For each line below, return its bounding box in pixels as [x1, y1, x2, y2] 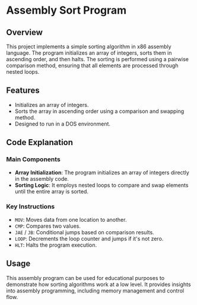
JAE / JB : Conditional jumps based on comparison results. [14, 228, 154, 235]
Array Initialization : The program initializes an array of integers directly [14, 169, 189, 176]
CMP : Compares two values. [14, 222, 81, 229]
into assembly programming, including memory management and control [6, 287, 185, 294]
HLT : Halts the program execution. [14, 241, 97, 249]
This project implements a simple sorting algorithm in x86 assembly [6, 43, 171, 50]
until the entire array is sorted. [14, 188, 89, 195]
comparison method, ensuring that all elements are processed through [6, 62, 179, 69]
